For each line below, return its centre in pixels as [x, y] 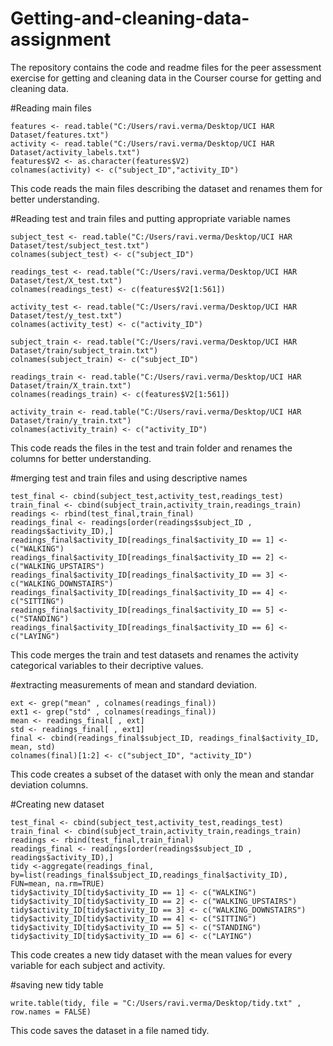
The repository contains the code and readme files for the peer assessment [166, 67]
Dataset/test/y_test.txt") [66, 315]
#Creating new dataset [57, 804]
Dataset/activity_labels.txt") [75, 152]
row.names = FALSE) [51, 1012]
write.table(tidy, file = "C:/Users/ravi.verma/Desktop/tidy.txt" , [156, 1003]
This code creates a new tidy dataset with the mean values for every [151, 954]
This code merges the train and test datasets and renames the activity [154, 654]
